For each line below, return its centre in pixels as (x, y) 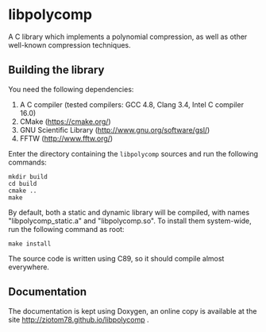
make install (30, 244)
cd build (23, 183)
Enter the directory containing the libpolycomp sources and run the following (133, 153)
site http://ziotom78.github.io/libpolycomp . (79, 319)
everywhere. (29, 267)
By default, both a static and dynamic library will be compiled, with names (129, 212)
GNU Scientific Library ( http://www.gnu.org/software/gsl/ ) (115, 129)
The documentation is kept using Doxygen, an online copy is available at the (133, 311)
